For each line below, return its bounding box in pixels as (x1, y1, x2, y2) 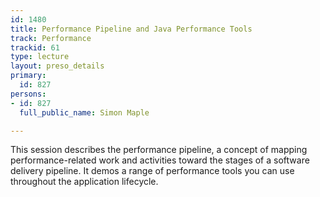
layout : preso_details (10, 61, 105, 71)
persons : (10, 89, 47, 99)
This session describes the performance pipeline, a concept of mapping (10, 144, 308, 156)
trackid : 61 (10, 42, 60, 53)
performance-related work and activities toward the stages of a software (10, 154, 310, 166)
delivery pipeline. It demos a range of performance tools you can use (10, 165, 295, 177)
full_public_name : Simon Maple (19, 107, 150, 118)
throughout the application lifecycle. (10, 176, 159, 188)
